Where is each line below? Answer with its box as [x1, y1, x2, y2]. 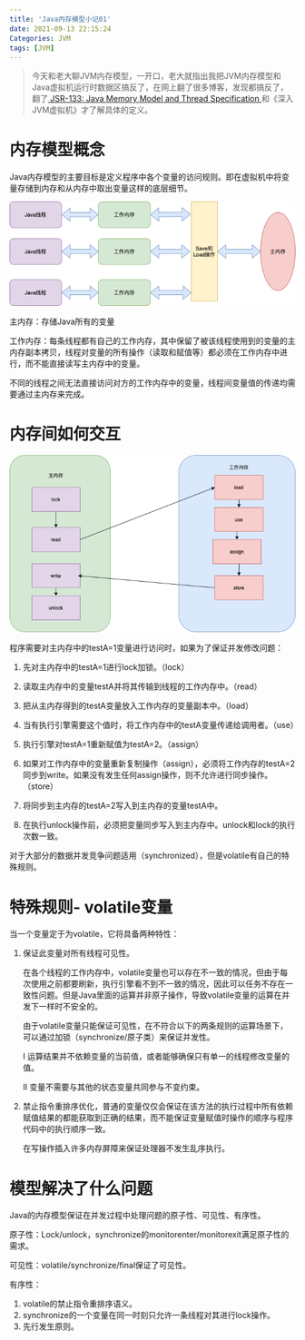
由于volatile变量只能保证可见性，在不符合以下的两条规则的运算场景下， [22, 1020, 289, 1031]
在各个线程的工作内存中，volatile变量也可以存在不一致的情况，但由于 [22, 967, 280, 978]
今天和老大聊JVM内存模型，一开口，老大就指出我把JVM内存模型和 [31, 71, 281, 82]
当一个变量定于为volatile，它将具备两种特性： [9, 929, 180, 940]
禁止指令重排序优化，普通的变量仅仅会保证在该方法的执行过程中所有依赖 [22, 1101, 293, 1112]
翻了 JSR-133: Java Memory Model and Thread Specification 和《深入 [31, 94, 294, 104]
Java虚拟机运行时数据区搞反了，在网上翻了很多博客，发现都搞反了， [31, 82, 289, 93]
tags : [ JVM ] [9, 44, 54, 53]
